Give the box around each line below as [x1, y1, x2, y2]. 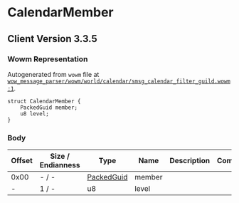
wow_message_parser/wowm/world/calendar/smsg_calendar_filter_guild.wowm [7, 78, 231, 85]
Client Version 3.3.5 [7, 33, 97, 45]
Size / [50, 151, 70, 161]
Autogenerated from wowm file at [7, 70, 100, 78]
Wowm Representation [7, 54, 88, 64]
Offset [11, 156, 33, 166]
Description [169, 156, 211, 166]
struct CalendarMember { [7, 98, 81, 105]
